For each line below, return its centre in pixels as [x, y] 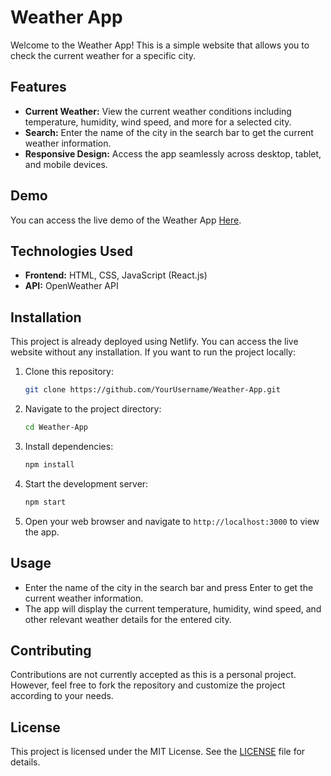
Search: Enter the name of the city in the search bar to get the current [169, 132]
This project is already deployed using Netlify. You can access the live [154, 342]
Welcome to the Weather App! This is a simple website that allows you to [160, 45]
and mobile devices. [66, 164]
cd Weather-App [56, 427]
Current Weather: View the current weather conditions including [158, 111]
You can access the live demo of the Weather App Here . [126, 220]
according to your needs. [62, 696]
